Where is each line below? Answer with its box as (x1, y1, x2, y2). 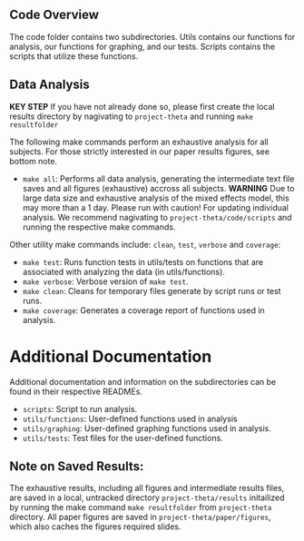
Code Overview (9, 7, 100, 23)
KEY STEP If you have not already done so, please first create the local (9, 101, 275, 112)
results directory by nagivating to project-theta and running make (9, 111, 254, 122)
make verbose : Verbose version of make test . (22, 276, 189, 287)
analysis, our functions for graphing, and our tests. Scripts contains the (9, 41, 275, 52)
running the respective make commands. (22, 221, 176, 232)
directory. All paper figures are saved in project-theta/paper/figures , (9, 512, 271, 523)
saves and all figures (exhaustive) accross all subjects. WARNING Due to (22, 182, 295, 193)
